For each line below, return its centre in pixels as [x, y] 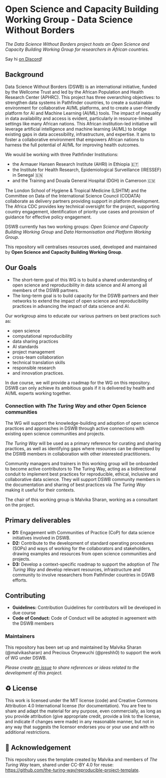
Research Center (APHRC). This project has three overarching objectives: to [83, 97]
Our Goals [21, 268]
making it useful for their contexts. [40, 490]
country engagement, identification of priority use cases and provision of [80, 211]
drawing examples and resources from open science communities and [84, 554]
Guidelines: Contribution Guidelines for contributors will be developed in [86, 607]
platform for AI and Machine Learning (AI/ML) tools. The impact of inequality [83, 113]
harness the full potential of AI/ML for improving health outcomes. [72, 145]
